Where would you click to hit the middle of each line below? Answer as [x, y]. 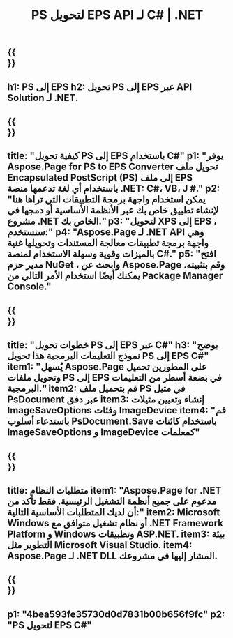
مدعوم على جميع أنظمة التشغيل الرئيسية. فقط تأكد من [112, 501]
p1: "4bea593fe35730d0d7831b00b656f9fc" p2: [116, 614]
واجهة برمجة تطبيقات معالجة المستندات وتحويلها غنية [108, 243]
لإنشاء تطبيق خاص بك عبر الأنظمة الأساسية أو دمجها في [113, 210]
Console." [29, 287]
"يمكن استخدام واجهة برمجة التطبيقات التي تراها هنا [106, 200]
